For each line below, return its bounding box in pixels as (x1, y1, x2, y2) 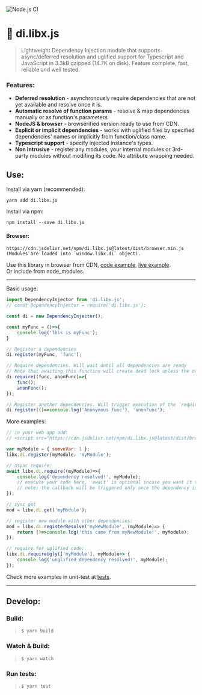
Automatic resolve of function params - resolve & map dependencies (14, 107, 190, 114)
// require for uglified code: (6, 546, 85, 552)
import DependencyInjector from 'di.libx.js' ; (6, 297, 125, 303)
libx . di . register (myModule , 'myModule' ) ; (6, 452, 112, 458)
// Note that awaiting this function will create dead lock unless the (6, 368, 189, 375)
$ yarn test (20, 684, 51, 690)
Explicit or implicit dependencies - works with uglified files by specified (14, 126, 195, 134)
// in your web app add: (6, 429, 69, 436)
